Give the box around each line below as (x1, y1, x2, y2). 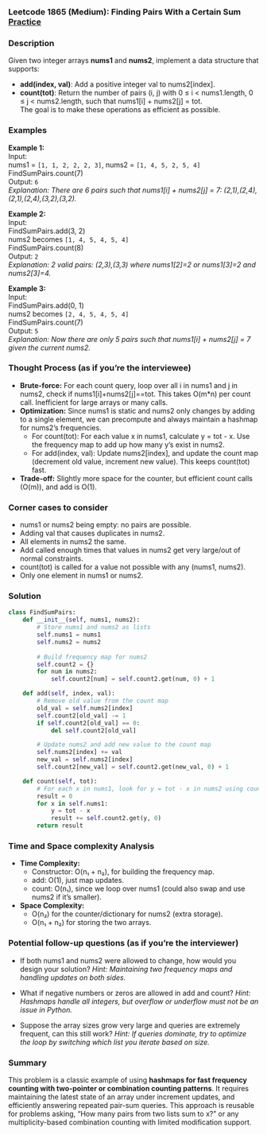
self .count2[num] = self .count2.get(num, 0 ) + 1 (50, 675, 215, 683)
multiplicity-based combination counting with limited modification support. (8, 1117, 252, 1127)
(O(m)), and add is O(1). (19, 482, 98, 492)
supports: (8, 64, 40, 74)
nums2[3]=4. (8, 268, 52, 278)
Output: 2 (8, 251, 39, 261)
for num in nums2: (37, 667, 98, 676)
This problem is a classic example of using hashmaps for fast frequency (8, 1075, 248, 1084)
